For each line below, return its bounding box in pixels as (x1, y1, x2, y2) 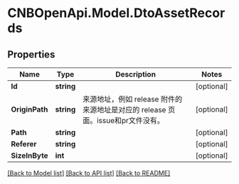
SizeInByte (11, 151, 48, 161)
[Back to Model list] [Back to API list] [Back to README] (7, 169, 171, 177)
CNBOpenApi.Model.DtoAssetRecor (7, 5, 225, 21)
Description (115, 70, 156, 79)
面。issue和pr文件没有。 (83, 116, 165, 125)
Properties (7, 48, 55, 60)
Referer (11, 139, 37, 148)
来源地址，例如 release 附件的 (83, 94, 183, 104)
